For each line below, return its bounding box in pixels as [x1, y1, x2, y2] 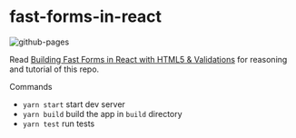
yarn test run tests [22, 118, 95, 129]
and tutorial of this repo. [9, 64, 100, 74]
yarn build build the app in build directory [22, 108, 183, 119]
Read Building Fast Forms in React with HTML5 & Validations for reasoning [9, 54, 288, 64]
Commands [9, 81, 53, 92]
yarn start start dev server [22, 98, 125, 110]
